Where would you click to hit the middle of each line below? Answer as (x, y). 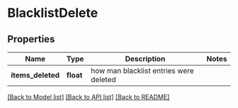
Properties (31, 39)
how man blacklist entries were (143, 71)
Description (145, 59)
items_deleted (35, 75)
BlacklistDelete (53, 13)
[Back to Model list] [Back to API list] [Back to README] (89, 97)
